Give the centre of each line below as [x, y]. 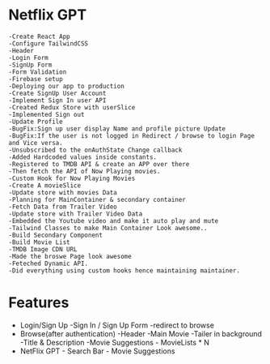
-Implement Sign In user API [57, 100]
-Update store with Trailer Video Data [76, 214]
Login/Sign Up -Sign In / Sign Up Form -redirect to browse [117, 325]
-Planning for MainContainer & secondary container [97, 199]
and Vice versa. [36, 143]
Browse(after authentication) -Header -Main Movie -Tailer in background [141, 333]
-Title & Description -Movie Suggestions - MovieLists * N [115, 342]
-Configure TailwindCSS [49, 43]
